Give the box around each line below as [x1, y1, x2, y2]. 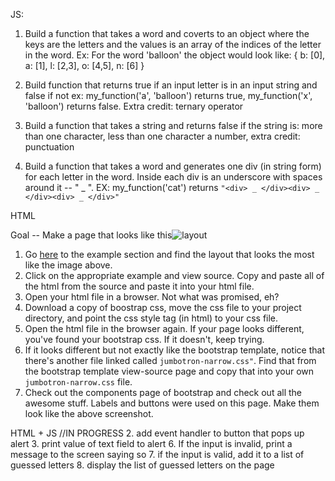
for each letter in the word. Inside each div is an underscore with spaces [24, 171, 323, 183]
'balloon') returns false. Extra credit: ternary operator [24, 100, 244, 112]
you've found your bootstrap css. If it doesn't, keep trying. [24, 334, 265, 345]
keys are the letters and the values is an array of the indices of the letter [24, 39, 322, 50]
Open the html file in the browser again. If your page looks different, [24, 323, 305, 334]
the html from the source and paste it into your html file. [24, 280, 255, 292]
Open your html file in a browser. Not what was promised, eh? [24, 291, 280, 303]
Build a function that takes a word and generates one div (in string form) [24, 160, 322, 172]
